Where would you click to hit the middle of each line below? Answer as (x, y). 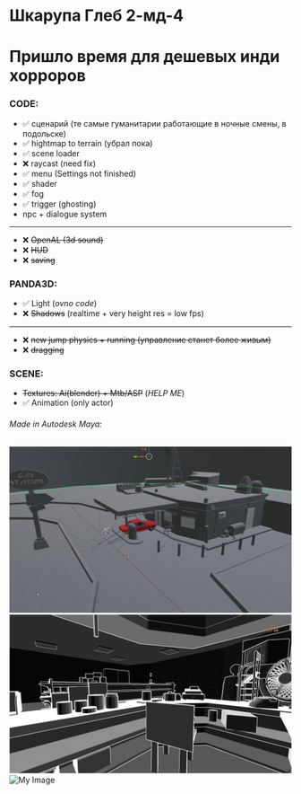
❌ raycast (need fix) (59, 163)
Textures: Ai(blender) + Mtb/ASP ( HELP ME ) (103, 393)
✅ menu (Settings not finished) (79, 173)
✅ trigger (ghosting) (59, 204)
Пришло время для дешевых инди (145, 57)
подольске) (44, 133)
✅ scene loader (51, 153)
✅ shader (40, 183)
